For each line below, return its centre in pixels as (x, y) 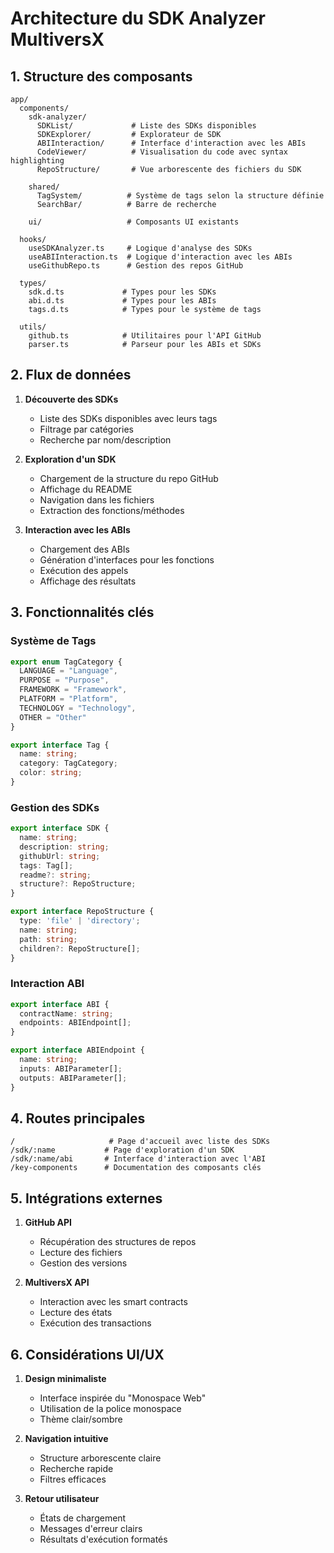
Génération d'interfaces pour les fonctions (127, 559)
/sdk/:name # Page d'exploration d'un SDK (122, 1150)
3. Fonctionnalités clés (82, 612)
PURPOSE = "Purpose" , (64, 680)
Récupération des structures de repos (118, 1242)
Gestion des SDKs (55, 807)
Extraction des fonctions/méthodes (112, 510)
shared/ (44, 187)
